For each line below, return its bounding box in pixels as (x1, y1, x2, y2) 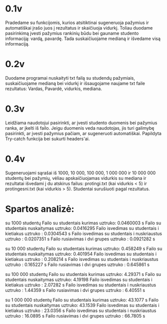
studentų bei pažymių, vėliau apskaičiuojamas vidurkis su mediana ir (5, 175, 146, 181)
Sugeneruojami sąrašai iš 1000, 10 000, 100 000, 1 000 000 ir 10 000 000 (5, 170, 156, 176)
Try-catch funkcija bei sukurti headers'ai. (5, 136, 90, 142)
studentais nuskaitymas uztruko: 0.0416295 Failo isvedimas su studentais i (5, 225, 159, 231)
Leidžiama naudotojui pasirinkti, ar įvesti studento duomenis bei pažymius (5, 120, 157, 126)
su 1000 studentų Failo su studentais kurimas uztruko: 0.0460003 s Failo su (5, 220, 161, 226)
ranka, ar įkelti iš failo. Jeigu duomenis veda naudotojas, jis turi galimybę (5, 125, 154, 131)
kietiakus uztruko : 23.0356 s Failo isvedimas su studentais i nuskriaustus (5, 307, 156, 313)
